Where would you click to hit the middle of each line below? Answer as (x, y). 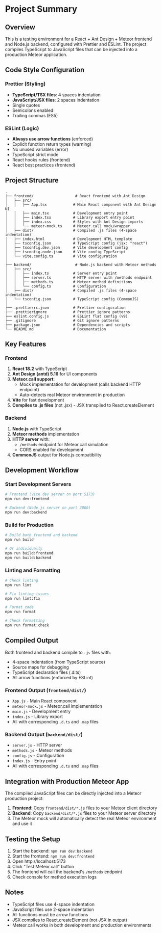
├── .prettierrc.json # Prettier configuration (65, 308)
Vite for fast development (38, 400)
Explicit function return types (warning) (52, 144)
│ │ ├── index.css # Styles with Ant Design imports (74, 222)
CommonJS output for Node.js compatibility (57, 454)
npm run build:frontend (29, 553)
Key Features (26, 344)
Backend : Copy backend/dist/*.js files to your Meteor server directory (84, 813)
